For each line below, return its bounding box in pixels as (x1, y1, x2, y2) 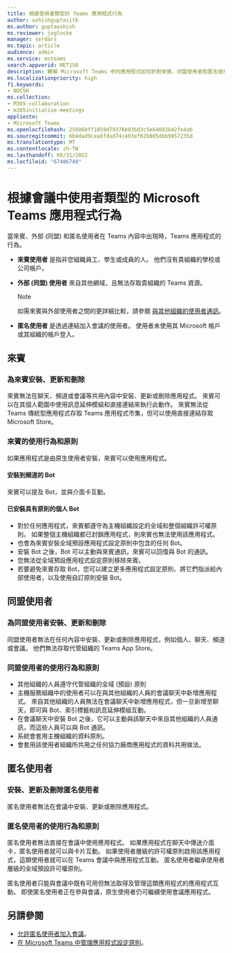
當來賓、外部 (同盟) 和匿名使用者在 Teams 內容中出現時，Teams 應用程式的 (7, 231, 222, 240)
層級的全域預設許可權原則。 (7, 864, 86, 873)
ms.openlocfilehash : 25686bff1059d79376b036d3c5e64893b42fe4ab (7, 126, 193, 133)
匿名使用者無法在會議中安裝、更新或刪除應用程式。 (7, 802, 153, 810)
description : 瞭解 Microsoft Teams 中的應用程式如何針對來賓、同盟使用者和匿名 (7, 68, 219, 75)
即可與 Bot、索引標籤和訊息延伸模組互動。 (29, 706, 150, 714)
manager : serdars (7, 36, 57, 43)
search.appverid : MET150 (7, 62, 79, 69)
